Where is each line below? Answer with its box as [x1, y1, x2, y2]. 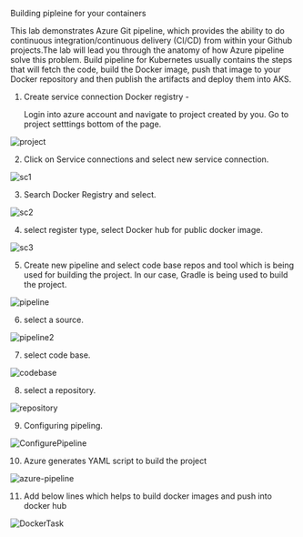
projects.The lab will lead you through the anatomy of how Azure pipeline [10, 45, 285, 56]
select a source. [23, 314, 85, 325]
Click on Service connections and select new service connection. [23, 154, 269, 165]
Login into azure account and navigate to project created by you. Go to [23, 109, 289, 119]
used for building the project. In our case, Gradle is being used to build [23, 269, 288, 280]
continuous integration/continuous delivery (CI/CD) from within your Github [10, 35, 293, 46]
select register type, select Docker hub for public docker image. [23, 225, 263, 235]
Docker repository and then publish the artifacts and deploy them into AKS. [10, 74, 292, 85]
